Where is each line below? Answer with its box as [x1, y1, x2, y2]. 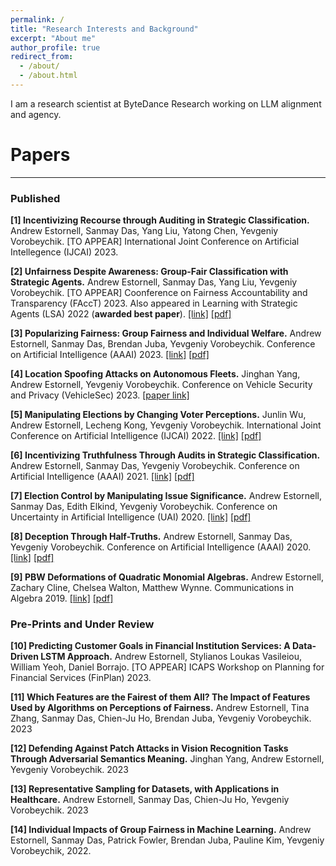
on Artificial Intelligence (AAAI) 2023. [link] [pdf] [10, 349, 210, 361]
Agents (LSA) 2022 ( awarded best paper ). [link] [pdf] [10, 308, 232, 320]
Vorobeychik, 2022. [10, 845, 92, 857]
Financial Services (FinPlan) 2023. [10, 672, 152, 684]
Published [10, 191, 61, 205]
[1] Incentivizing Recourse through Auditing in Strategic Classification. [10, 214, 310, 226]
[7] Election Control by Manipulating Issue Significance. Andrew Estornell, [10, 490, 322, 502]
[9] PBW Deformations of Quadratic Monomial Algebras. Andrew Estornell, [10, 571, 324, 583]
